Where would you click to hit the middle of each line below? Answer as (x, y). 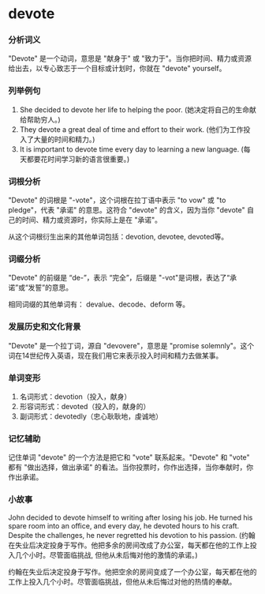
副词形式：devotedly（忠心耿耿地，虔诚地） (91, 416)
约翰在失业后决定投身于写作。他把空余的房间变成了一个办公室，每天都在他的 (132, 571)
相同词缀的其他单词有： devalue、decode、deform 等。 (99, 304)
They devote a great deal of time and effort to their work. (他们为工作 (131, 129)
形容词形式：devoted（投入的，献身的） (85, 406)
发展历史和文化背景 (45, 327)
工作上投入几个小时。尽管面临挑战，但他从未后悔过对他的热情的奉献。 (122, 581)
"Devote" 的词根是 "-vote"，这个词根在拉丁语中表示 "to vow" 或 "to (117, 200)
